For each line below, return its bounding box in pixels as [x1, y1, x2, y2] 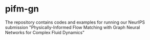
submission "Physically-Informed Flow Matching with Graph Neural [5, 24, 140, 30]
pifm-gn [5, 3, 39, 14]
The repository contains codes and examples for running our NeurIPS [5, 19, 145, 25]
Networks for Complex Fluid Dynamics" [5, 29, 85, 35]
